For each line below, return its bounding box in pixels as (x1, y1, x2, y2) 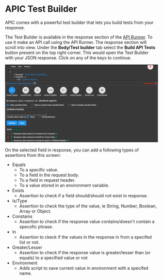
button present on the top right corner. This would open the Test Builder (5, 50, 149, 56)
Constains (12, 213, 33, 219)
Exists (12, 187, 24, 193)
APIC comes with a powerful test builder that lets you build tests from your (5, 19, 154, 25)
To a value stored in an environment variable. (19, 182, 110, 188)
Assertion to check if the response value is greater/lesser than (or (19, 249, 151, 255)
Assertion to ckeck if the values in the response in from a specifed (19, 234, 152, 240)
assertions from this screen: (5, 152, 61, 158)
